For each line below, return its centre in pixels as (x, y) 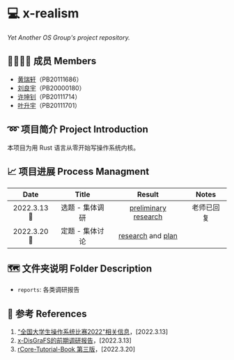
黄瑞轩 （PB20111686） (50, 79)
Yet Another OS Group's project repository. (69, 37)
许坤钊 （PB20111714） (49, 96)
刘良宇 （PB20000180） (51, 88)
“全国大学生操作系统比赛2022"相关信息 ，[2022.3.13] (93, 332)
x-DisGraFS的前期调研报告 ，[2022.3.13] (75, 341)
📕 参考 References (47, 314)
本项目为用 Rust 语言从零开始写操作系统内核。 (73, 148)
